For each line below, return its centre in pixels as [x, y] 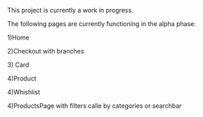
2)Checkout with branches [46, 51]
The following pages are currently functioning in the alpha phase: [102, 24]
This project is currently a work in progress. [70, 10]
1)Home [19, 37]
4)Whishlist [24, 92]
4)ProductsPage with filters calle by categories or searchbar [94, 106]
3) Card [18, 65]
